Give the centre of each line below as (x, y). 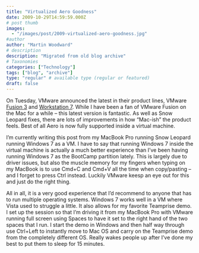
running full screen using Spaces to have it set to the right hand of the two (97, 218)
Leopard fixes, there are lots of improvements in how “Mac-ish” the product (99, 119)
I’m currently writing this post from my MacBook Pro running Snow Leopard (99, 137)
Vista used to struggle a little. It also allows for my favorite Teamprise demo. (99, 206)
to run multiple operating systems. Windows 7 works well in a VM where (94, 199)
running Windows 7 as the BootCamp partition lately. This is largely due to (97, 156)
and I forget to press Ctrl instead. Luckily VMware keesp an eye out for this (98, 175)
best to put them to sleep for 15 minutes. (56, 244)
